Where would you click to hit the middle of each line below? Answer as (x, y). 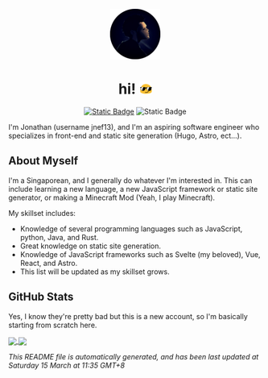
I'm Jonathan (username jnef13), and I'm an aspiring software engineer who (134, 127)
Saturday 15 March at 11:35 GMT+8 (67, 365)
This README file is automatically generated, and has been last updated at (134, 356)
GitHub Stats (41, 297)
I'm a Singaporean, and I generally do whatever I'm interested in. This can (130, 180)
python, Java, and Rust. (59, 237)
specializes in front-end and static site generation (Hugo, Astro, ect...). (125, 135)
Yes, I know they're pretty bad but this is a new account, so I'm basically (128, 316)
